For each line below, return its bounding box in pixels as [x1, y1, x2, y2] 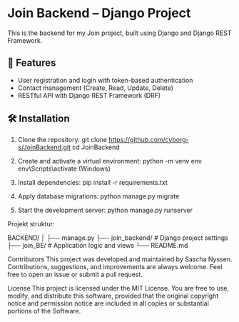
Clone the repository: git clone [17, 135, 107, 144]
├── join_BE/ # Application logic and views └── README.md [7, 241, 188, 249]
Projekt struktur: [7, 219, 55, 228]
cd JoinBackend [72, 143, 120, 151]
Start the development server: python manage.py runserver [17, 206, 193, 214]
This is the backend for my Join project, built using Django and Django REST [7, 29, 232, 37]
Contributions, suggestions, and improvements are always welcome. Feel [7, 262, 223, 271]
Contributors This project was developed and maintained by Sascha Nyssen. [7, 255, 233, 263]
